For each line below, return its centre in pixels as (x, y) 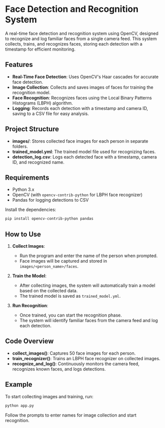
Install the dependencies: (31, 210)
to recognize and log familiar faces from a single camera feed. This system (81, 39)
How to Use (23, 234)
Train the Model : (29, 276)
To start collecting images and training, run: (49, 396)
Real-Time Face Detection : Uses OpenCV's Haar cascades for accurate (85, 77)
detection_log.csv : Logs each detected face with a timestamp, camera (84, 157)
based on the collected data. (49, 291)
